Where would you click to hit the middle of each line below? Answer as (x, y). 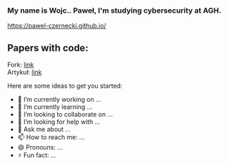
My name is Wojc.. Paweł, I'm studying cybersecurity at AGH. (114, 11)
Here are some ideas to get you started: (65, 86)
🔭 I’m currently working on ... (59, 100)
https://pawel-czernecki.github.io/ (57, 26)
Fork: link (20, 65)
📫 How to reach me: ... (51, 137)
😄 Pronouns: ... (40, 147)
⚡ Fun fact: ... (37, 155)
